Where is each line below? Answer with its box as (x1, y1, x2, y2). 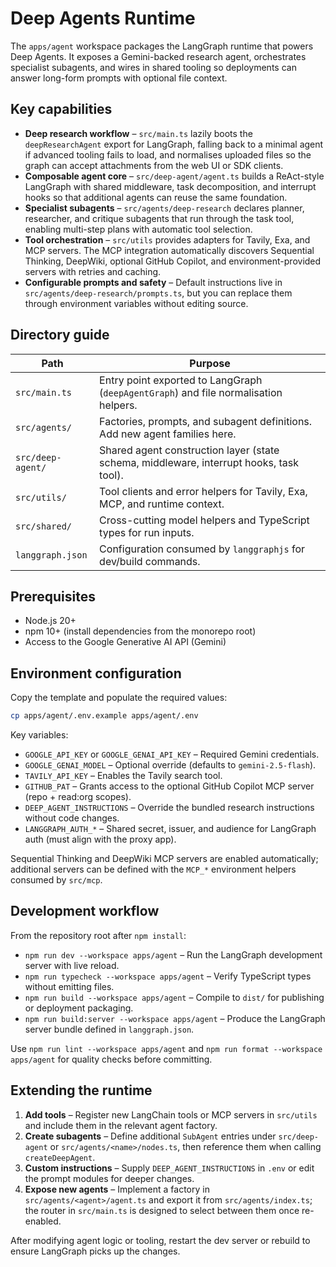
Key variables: (10, 729, 69, 741)
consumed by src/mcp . (10, 874, 103, 886)
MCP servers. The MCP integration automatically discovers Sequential (24, 244, 315, 256)
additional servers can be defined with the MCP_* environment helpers (10, 863, 297, 876)
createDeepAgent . (24, 1151, 96, 1163)
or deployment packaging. (24, 1002, 134, 1014)
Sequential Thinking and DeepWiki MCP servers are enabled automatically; (10, 853, 319, 865)
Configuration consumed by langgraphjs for (99, 542, 306, 556)
